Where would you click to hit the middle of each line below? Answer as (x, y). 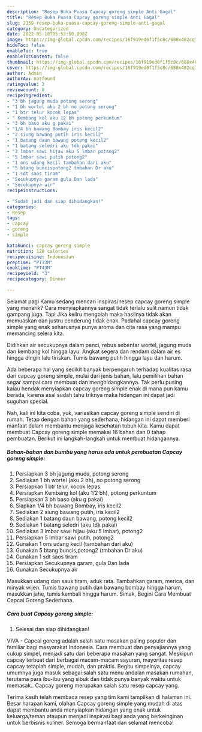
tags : (13, 218)
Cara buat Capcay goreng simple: (50, 614)
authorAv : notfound (31, 79)
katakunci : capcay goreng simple (49, 246)
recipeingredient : (30, 95)
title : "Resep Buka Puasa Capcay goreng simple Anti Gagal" (84, 17)
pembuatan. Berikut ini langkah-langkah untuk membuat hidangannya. (94, 438)
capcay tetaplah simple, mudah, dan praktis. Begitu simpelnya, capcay (94, 666)
